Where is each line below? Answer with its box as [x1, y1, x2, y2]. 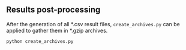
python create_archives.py [6, 38, 74, 44]
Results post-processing [6, 5, 101, 15]
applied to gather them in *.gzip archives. [6, 27, 108, 34]
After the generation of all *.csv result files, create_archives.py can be [6, 20, 180, 27]
